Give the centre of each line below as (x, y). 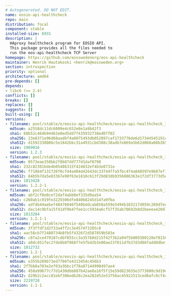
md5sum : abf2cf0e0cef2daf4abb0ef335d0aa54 (55, 195)
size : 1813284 (25, 214)
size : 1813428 (25, 181)
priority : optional (26, 72)
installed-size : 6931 (28, 34)
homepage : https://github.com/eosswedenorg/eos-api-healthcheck (75, 57)
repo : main (17, 19)
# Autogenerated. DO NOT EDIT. (38, 10)
